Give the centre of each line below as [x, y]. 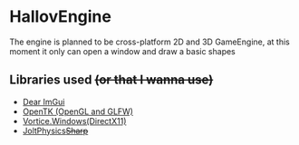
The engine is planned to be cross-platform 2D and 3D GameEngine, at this [149, 42]
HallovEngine [60, 17]
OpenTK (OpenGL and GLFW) [78, 111]
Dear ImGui [43, 101]
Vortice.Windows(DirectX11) [74, 121]
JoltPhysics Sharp [55, 130]
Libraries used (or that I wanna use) [111, 80]
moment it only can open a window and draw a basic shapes [122, 51]
